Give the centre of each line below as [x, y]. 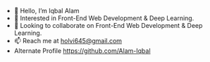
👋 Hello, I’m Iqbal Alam [47, 11]
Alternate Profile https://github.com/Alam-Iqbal [82, 51]
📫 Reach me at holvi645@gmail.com [68, 41]
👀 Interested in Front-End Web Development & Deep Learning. [104, 18]
